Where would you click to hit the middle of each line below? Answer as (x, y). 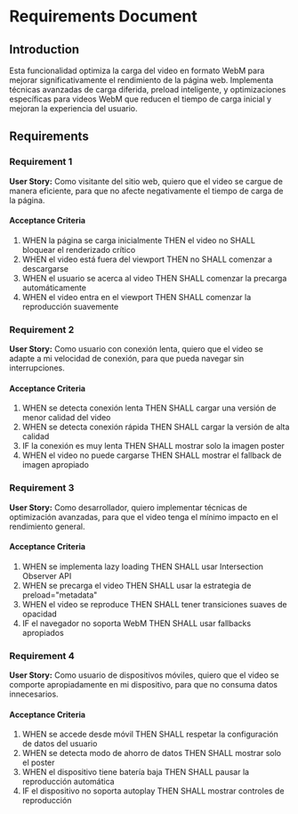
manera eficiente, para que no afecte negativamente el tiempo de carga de (146, 191)
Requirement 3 (42, 488)
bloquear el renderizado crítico (79, 249)
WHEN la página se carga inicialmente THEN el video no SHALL (139, 240)
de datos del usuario (60, 744)
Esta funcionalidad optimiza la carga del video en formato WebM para (137, 70)
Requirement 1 (41, 162)
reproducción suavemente (70, 306)
